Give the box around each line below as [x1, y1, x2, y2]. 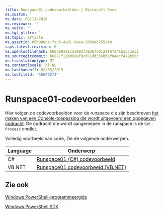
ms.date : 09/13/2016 [5, 16, 48, 21]
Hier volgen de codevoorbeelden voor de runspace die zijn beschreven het [5, 110, 159, 116]
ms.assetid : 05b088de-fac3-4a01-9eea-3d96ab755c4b [5, 40, 112, 45]
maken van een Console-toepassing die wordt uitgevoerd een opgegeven [5, 115, 156, 121]
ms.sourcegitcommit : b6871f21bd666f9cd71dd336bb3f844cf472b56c [5, 53, 139, 59]
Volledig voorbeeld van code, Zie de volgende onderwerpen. [5, 135, 130, 141]
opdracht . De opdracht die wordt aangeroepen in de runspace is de [5, 120, 144, 126]
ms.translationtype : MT [5, 58, 55, 63]
